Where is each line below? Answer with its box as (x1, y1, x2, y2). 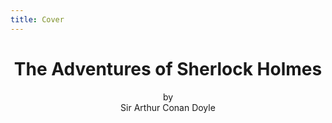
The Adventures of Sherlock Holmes (13, 57, 323, 80)
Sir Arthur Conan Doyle (120, 101, 216, 113)
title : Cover (10, 14, 65, 25)
